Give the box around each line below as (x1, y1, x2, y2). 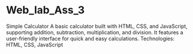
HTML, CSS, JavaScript (6, 41, 64, 48)
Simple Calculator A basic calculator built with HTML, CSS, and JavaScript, (6, 23, 188, 30)
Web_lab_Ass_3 (6, 3, 85, 17)
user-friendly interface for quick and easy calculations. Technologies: (6, 35, 175, 42)
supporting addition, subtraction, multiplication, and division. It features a (6, 28, 184, 35)
